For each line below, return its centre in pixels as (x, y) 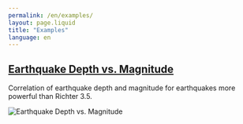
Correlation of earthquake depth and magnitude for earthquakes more (122, 88)
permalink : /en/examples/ (50, 15)
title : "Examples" (38, 30)
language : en (30, 37)
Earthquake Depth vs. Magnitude (91, 69)
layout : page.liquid (42, 23)
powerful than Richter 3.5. (50, 97)
